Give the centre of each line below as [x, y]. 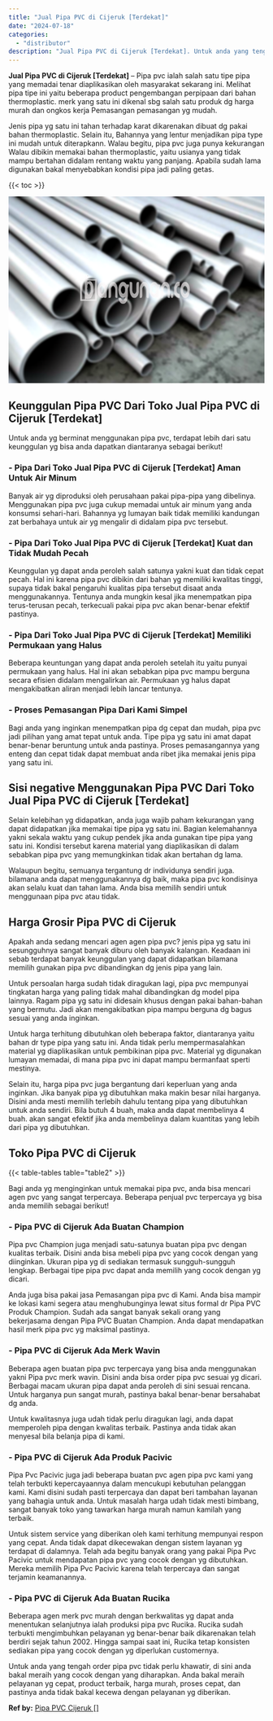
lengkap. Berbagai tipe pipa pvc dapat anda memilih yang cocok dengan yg [135, 1271]
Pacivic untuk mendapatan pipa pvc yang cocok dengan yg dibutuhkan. [128, 1560]
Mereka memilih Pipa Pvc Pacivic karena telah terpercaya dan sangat [124, 1568]
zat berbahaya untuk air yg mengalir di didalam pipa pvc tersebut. [119, 522]
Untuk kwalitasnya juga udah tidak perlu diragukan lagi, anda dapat [121, 1419]
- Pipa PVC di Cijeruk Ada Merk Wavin [84, 1351]
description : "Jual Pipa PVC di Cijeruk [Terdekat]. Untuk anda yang [129, 52]
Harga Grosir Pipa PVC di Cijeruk [93, 922]
